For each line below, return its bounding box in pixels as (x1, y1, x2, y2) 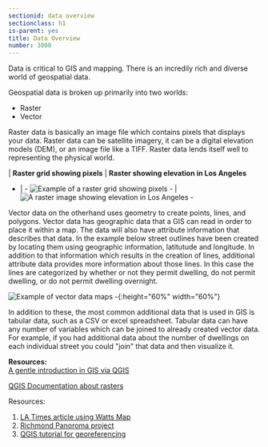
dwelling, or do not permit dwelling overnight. (8, 276, 158, 286)
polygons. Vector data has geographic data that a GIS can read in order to (8, 217, 252, 226)
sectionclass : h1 (8, 19, 66, 27)
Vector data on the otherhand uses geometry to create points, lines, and (8, 208, 246, 217)
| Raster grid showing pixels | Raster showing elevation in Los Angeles (8, 169, 246, 178)
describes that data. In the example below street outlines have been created (8, 234, 259, 243)
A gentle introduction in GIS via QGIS (8, 366, 130, 376)
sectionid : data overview (8, 11, 94, 20)
